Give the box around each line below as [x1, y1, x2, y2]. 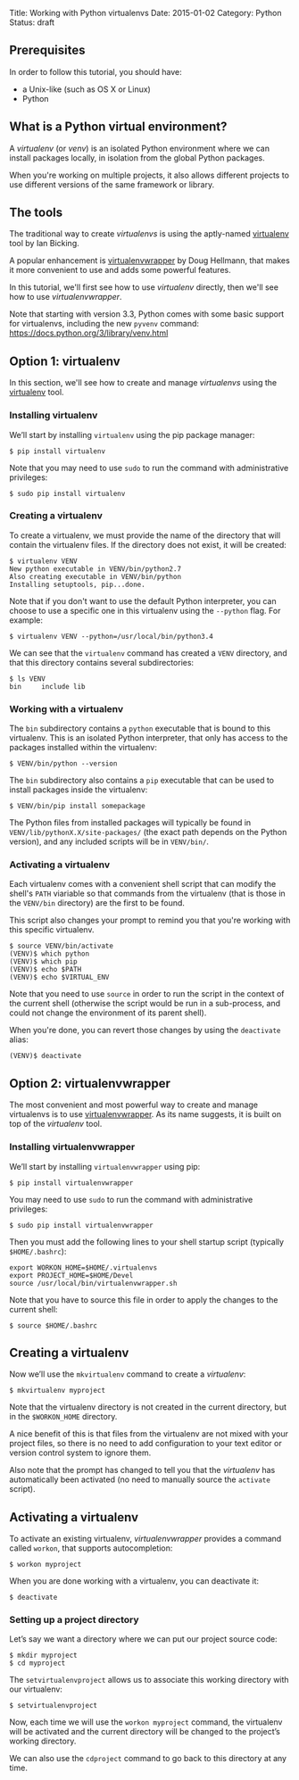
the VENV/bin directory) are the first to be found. [9, 898, 186, 908]
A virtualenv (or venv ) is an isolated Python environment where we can [9, 143, 270, 153]
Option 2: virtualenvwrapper [9, 1075, 171, 1091]
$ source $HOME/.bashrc [9, 1321, 98, 1330]
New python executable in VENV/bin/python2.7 [9, 564, 181, 574]
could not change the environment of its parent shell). [9, 1007, 207, 1018]
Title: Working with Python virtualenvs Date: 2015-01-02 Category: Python [9, 8, 282, 18]
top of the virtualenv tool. [9, 1119, 103, 1130]
